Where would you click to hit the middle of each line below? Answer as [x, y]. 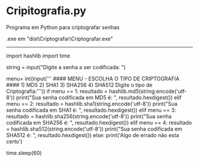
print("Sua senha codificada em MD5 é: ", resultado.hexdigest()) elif [99, 97]
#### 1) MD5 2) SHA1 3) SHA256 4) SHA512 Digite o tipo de [79, 85]
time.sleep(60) [24, 153]
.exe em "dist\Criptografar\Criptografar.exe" [60, 38]
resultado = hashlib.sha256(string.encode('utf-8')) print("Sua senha [89, 116]
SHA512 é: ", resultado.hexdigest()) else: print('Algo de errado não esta [93, 135]
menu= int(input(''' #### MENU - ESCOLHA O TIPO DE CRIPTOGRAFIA [93, 79]
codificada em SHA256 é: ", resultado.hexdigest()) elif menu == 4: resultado [99, 122]
